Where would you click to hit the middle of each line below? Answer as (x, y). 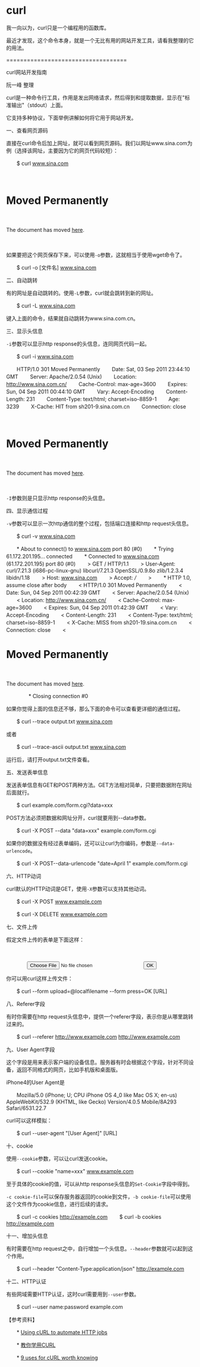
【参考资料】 (22, 1319)
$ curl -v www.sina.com (46, 536)
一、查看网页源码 (27, 130)
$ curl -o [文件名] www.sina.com (56, 267)
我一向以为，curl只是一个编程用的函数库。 (58, 27)
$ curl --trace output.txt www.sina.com (65, 721)
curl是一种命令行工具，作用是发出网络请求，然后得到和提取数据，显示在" (96, 97)
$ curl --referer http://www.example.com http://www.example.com (98, 1036)
